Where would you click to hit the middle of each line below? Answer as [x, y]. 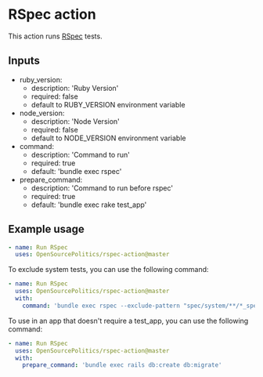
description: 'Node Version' [75, 121]
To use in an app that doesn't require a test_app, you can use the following [128, 321]
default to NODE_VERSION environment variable [108, 138]
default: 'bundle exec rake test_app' [89, 205]
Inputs [24, 61]
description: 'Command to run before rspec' [102, 188]
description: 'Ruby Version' [75, 88]
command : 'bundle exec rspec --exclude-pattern [101, 306]
